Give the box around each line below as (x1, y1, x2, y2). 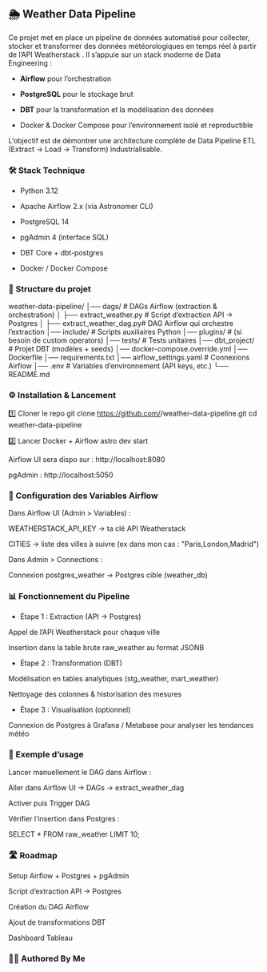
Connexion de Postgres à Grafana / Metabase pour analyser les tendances (8, 721, 254, 730)
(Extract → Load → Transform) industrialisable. (8, 144, 162, 154)
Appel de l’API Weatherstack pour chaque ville (8, 628, 161, 637)
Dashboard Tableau (8, 933, 74, 942)
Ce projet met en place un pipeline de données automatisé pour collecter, (8, 32, 250, 42)
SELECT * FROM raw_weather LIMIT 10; (8, 829, 140, 839)
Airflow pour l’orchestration (19, 74, 112, 83)
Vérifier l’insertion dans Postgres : (8, 813, 120, 823)
